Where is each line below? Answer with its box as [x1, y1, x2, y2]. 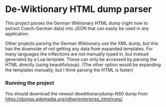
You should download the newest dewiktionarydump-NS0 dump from [5, 91, 148, 97]
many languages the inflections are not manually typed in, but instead [5, 51, 149, 57]
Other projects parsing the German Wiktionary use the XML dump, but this [5, 40, 158, 46]
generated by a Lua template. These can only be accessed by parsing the [5, 56, 157, 62]
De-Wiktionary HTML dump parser [5, 3, 152, 15]
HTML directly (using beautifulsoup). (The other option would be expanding [5, 61, 161, 67]
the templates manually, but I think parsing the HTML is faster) [5, 66, 133, 73]
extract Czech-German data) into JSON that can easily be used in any [5, 25, 149, 31]
